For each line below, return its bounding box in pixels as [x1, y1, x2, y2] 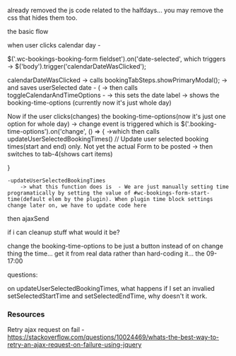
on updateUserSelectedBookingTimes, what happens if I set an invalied [7, 285, 216, 292]
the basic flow [7, 28, 49, 35]
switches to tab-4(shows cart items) [7, 150, 113, 158]
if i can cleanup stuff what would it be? [7, 228, 120, 236]
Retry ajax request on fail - [7, 326, 85, 334]
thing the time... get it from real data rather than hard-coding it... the [7, 249, 205, 258]
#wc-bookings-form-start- [134, 190, 211, 197]
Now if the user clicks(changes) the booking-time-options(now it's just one [7, 113, 226, 120]
